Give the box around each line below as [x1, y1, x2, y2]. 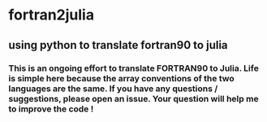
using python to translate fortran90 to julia [8, 38, 229, 52]
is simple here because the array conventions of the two [8, 72, 235, 84]
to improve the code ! [8, 103, 94, 115]
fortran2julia [8, 6, 95, 24]
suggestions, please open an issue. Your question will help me [8, 93, 259, 104]
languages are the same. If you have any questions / [8, 83, 218, 94]
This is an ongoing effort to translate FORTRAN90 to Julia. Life [8, 63, 260, 74]
